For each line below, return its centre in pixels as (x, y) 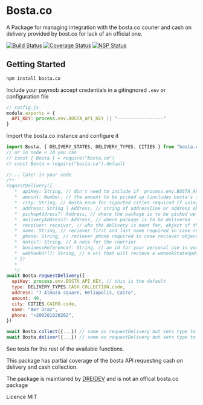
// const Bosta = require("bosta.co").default (66, 164)
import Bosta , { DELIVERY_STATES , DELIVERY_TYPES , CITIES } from (90, 147)
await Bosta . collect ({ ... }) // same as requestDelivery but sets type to (101, 332)
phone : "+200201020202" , (43, 315)
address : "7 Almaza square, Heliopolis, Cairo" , (74, 293)
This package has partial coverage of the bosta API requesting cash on (95, 361)
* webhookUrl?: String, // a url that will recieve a (85, 253)
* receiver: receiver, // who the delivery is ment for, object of (102, 225)
